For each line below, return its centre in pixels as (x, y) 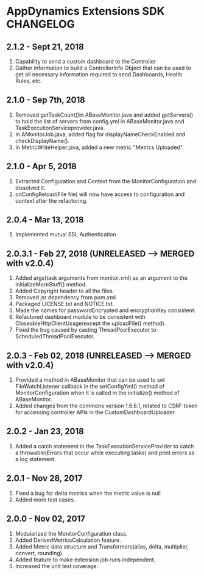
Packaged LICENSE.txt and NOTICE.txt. (65, 304)
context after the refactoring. (51, 200)
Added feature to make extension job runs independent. (85, 560)
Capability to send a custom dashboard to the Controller (86, 61)
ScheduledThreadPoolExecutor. (55, 337)
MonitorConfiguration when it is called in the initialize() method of (97, 393)
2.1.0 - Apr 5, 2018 (42, 166)
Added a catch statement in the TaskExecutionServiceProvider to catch (104, 446)
